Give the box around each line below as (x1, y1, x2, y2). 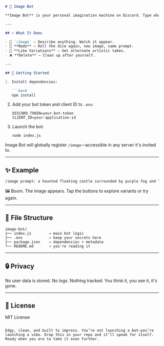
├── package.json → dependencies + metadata (5, 239, 104, 244)
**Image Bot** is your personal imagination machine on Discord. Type (5, 13, 152, 18)
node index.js (12, 133, 41, 138)
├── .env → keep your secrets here (5, 235, 102, 240)
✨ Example (5, 166, 39, 174)
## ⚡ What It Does (5, 30, 42, 36)
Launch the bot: (12, 124, 44, 130)
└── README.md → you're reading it (5, 244, 91, 248)
